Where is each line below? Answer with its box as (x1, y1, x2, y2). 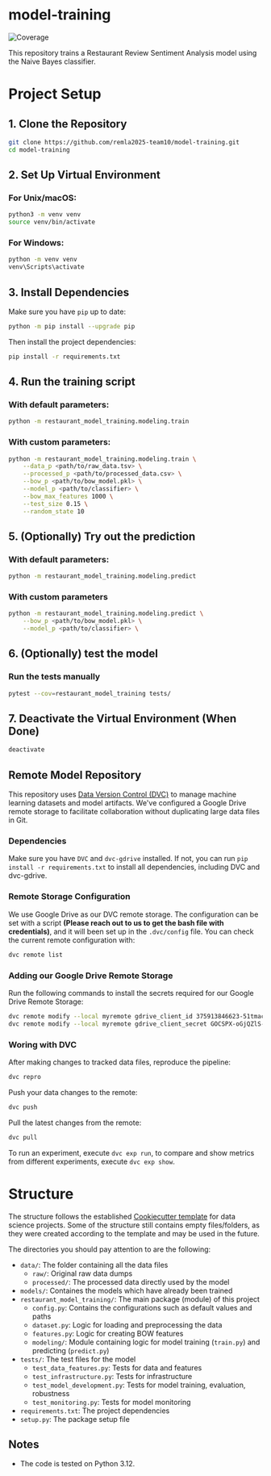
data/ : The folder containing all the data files (19, 1260, 169, 1269)
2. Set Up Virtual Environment (8, 168, 161, 182)
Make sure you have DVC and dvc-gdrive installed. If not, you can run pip (8, 854, 248, 863)
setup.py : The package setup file (19, 1414, 131, 1424)
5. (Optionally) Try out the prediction (8, 529, 196, 543)
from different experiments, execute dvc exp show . (8, 1156, 175, 1166)
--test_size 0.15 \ (23, 500, 89, 508)
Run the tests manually (8, 671, 101, 683)
